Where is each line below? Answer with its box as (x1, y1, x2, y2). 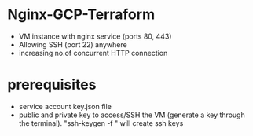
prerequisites (7, 76, 97, 94)
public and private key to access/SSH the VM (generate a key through (18, 110, 245, 119)
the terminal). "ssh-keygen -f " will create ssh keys (18, 118, 184, 127)
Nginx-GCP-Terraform (7, 6, 155, 24)
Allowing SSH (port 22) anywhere (18, 39, 127, 49)
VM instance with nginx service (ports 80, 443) (18, 31, 172, 41)
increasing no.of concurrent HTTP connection (18, 48, 168, 57)
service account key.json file (18, 101, 112, 111)
